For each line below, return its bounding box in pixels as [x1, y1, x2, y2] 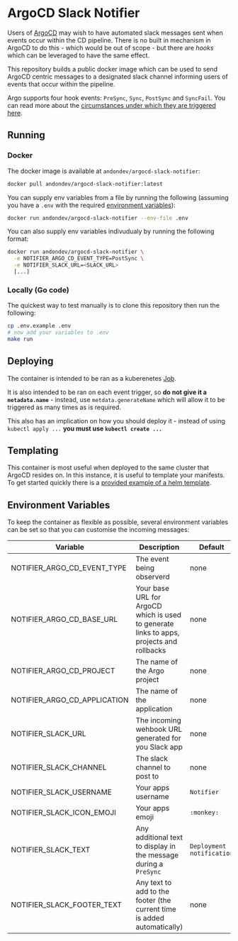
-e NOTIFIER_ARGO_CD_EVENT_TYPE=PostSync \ [13, 255, 144, 262]
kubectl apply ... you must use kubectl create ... [7, 424, 163, 433]
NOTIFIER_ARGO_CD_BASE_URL [11, 615, 118, 625]
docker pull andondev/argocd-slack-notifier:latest [7, 180, 163, 187]
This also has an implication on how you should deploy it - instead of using [7, 416, 225, 425]
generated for [135, 733, 182, 743]
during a [135, 859, 164, 869]
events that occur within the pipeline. [7, 79, 115, 88]
